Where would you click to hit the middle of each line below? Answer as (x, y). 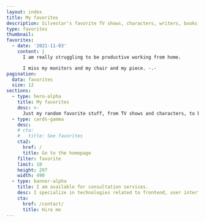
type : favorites (27, 29)
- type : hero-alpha (37, 97)
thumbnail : (20, 35)
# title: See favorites (50, 136)
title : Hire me (42, 210)
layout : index (24, 12)
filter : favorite (39, 159)
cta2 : (24, 142)
